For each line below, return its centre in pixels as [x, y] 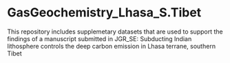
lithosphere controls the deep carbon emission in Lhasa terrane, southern [111, 46]
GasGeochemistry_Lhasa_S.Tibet [104, 13]
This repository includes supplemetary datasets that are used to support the [115, 32]
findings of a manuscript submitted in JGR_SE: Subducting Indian [100, 38]
